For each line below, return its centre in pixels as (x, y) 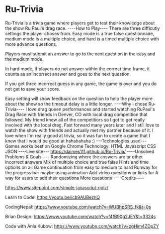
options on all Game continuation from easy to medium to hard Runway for (81, 167)
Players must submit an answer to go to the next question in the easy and (80, 54)
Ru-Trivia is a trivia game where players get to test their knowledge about (80, 23)
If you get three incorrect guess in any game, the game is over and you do (81, 84)
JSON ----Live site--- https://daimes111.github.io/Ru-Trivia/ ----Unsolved (80, 151)
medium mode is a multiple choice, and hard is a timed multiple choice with (82, 39)
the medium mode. (24, 59)
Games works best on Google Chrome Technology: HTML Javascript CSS (81, 146)
